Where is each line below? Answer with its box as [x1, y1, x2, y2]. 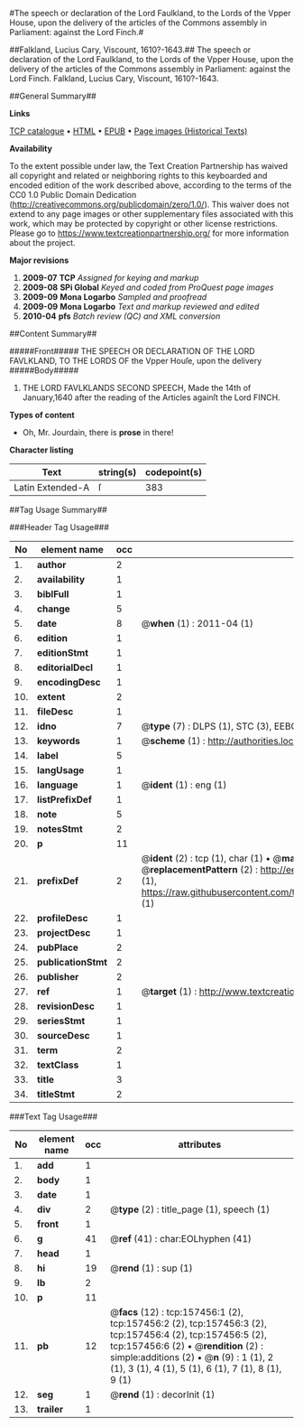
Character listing [9, 444, 74, 455]
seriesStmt [37, 1015, 86, 1027]
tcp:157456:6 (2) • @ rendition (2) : [109, 1340, 264, 1352]
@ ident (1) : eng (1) [141, 779, 227, 791]
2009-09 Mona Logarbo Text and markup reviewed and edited [22, 302, 260, 312]
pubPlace [37, 941, 79, 954]
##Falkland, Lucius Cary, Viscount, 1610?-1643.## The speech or [9, 44, 252, 55]
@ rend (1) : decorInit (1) [109, 1388, 216, 1401]
